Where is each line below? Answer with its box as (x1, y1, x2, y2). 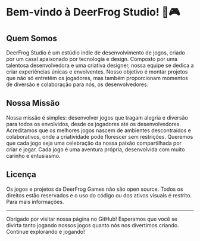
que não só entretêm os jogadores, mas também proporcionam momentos (6, 75, 189, 81)
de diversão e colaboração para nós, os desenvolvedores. (6, 81, 149, 88)
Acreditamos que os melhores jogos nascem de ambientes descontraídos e (6, 127, 192, 134)
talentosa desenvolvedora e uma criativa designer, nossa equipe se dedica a (6, 62, 194, 69)
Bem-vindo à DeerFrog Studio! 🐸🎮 (6, 5, 180, 19)
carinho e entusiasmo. (6, 152, 61, 159)
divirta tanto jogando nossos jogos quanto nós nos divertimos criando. (6, 221, 180, 228)
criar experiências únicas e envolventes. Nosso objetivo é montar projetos (6, 68, 188, 75)
